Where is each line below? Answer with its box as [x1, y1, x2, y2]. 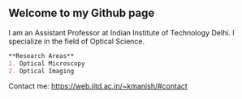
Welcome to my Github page [8, 6, 155, 20]
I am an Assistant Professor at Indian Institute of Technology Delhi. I [8, 27, 236, 37]
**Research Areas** [8, 52, 75, 60]
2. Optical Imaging [8, 67, 75, 75]
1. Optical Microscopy [8, 60, 85, 68]
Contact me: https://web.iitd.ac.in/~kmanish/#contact [8, 81, 188, 91]
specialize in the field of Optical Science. [8, 36, 145, 46]
